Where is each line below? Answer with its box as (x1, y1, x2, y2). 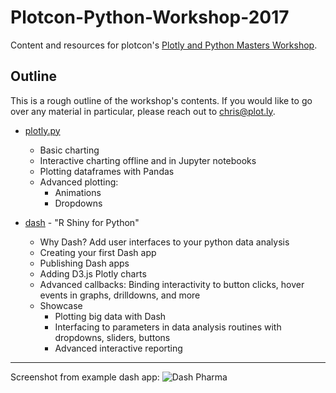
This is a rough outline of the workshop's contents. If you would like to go (10, 94, 313, 106)
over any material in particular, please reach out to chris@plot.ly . (10, 105, 276, 117)
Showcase (39, 299, 83, 311)
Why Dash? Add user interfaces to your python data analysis (39, 236, 290, 248)
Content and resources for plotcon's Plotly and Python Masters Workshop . (10, 39, 318, 51)
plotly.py (24, 124, 61, 136)
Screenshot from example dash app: (10, 371, 160, 383)
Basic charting (39, 144, 100, 156)
